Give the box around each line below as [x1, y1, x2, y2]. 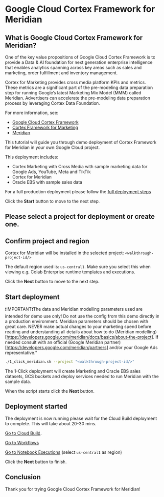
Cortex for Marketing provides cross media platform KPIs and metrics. [5, 80, 146, 85]
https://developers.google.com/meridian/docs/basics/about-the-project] [6, 334, 153, 340]
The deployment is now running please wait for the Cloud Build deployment [5, 415, 157, 421]
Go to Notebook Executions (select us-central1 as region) [5, 449, 122, 455]
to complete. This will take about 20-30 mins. [5, 420, 96, 426]
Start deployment [5, 292, 60, 301]
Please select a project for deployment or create [5, 212, 155, 221]
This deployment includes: [5, 154, 59, 160]
